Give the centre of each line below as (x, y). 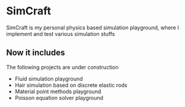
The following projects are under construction (62, 67)
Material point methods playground (58, 91)
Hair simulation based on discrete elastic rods (71, 85)
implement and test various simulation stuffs (61, 33)
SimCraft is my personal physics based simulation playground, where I (92, 27)
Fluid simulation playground (49, 78)
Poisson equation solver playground (59, 97)
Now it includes (36, 53)
